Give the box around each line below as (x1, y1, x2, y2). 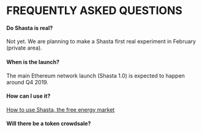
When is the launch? (6, 58, 60, 65)
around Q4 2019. (6, 78, 49, 86)
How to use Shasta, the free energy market (6, 106, 115, 113)
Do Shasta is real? (6, 24, 53, 31)
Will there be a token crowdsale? (6, 120, 91, 127)
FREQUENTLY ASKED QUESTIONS (6, 4, 182, 18)
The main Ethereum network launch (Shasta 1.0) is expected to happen (6, 71, 185, 79)
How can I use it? (6, 92, 51, 100)
